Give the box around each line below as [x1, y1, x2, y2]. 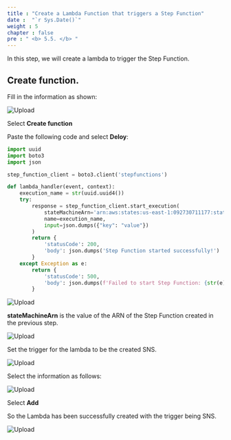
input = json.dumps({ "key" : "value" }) [43, 221, 149, 229]
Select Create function [7, 119, 73, 127]
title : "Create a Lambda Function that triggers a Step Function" [7, 10, 205, 17]
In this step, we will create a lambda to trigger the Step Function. [7, 54, 190, 63]
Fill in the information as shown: [7, 92, 98, 100]
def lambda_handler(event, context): [7, 184, 115, 190]
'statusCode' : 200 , [43, 241, 100, 248]
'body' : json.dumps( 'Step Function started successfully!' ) [43, 247, 220, 254]
